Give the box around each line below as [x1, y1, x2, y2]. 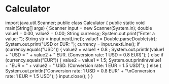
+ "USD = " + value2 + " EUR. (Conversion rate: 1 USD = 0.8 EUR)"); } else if [5, 51, 164, 58]
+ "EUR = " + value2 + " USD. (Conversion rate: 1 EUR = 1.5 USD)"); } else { [5, 62, 162, 68]
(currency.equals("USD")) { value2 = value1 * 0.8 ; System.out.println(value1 [5, 46, 164, 52]
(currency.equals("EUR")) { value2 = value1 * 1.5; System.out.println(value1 [5, 57, 161, 63]
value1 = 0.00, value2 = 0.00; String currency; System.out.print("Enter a [5, 30, 155, 36]
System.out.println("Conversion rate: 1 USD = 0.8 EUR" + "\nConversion [5, 67, 156, 73]
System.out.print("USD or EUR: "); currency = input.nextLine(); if [5, 41, 140, 47]
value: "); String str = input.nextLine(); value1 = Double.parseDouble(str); [5, 36, 157, 42]
